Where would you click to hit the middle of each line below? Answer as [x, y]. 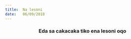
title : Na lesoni [24, 10]
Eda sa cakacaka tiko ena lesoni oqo [82, 31]
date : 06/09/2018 [25, 14]
